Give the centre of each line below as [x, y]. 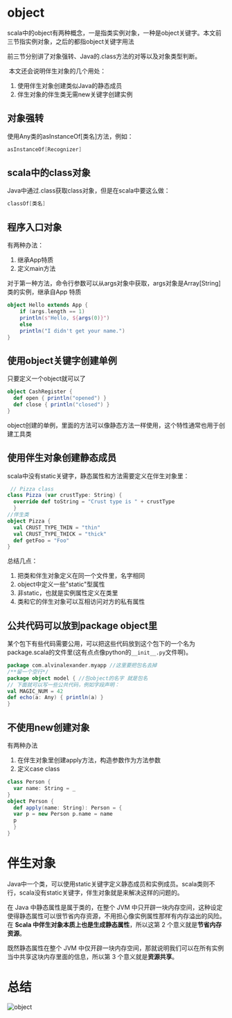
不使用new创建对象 [48, 727]
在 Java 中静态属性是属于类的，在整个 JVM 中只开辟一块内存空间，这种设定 [115, 907]
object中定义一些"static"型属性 [61, 584]
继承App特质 [35, 260]
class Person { [29, 782]
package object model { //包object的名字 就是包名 [78, 678]
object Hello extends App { [48, 305]
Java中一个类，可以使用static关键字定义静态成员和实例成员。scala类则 [108, 884]
